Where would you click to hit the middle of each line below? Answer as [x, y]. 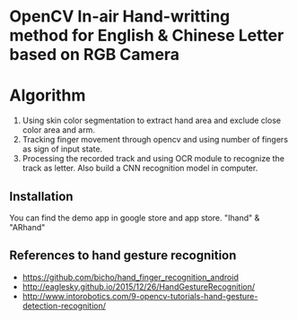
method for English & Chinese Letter [147, 35]
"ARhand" [27, 227]
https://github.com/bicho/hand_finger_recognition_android [131, 277]
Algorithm [48, 95]
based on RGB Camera [95, 55]
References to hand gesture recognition [123, 256]
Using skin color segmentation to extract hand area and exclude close [151, 121]
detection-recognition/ [64, 306]
